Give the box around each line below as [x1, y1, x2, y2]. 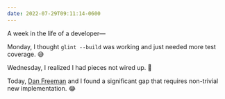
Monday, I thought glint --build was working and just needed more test [7, 42, 217, 51]
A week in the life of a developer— [7, 29, 106, 37]
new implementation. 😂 [7, 84, 76, 92]
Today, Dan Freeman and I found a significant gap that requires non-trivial [7, 77, 219, 85]
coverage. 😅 [7, 50, 44, 58]
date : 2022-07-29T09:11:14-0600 [7, 10, 101, 17]
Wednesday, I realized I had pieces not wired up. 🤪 [7, 63, 152, 71]
